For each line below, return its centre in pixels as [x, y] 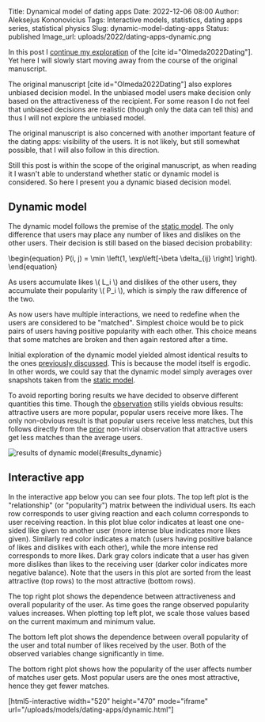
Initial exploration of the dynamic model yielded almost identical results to [128, 355]
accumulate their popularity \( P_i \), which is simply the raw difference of [128, 290]
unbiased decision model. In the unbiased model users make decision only [130, 93]
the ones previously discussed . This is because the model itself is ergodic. [130, 363]
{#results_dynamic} [130, 452]
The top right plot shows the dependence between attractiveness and [122, 596]
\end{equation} [33, 266]
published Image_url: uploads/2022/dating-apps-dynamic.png [110, 36]
